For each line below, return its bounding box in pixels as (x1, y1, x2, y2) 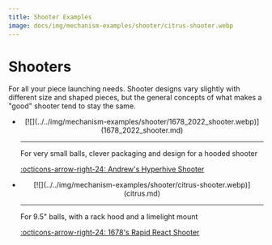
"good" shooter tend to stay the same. (8, 101, 136, 111)
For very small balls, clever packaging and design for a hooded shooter (19, 149, 258, 158)
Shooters (8, 57, 71, 76)
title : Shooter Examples (8, 13, 92, 21)
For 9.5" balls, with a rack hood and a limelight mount (19, 212, 198, 222)
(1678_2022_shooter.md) (100, 125, 184, 135)
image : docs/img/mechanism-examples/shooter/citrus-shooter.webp (8, 21, 233, 30)
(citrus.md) (123, 188, 160, 198)
